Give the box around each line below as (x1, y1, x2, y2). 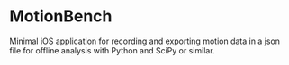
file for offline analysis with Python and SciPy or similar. (9, 45, 215, 55)
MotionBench (9, 6, 113, 27)
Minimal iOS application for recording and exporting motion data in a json (9, 36, 281, 46)
